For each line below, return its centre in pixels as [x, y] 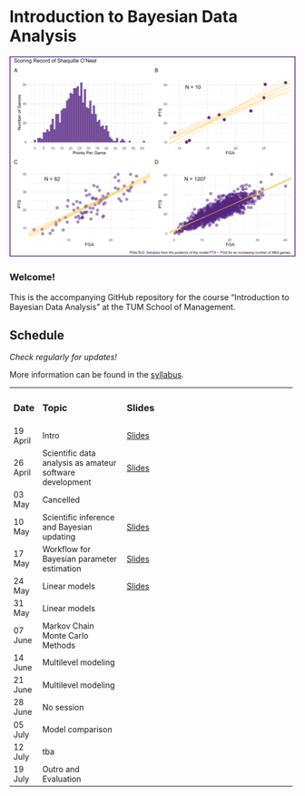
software [59, 472]
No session [63, 707]
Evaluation [62, 779]
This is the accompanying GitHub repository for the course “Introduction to [149, 297]
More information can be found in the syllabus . [97, 375]
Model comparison [77, 729]
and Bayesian [67, 527]
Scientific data [69, 453]
